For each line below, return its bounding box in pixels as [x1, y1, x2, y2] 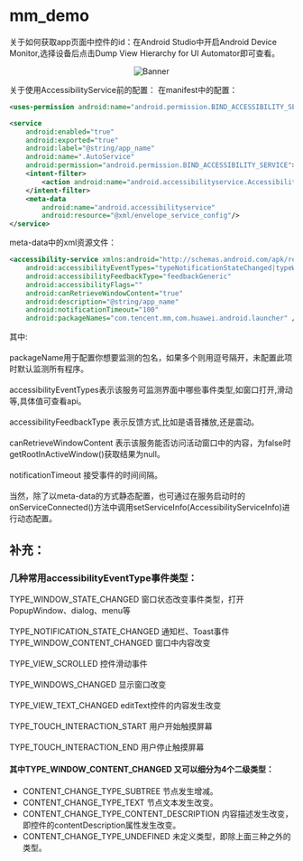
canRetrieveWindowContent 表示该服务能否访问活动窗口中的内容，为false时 [9, 437, 291, 448]
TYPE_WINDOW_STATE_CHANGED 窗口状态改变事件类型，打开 [9, 594, 244, 604]
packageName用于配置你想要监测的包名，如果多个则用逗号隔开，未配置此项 [9, 352, 293, 363]
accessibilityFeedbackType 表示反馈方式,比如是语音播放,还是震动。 [9, 416, 260, 427]
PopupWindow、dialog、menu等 [9, 604, 131, 615]
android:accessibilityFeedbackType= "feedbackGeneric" [25, 272, 232, 281]
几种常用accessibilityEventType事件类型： [9, 571, 197, 584]
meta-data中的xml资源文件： [9, 237, 117, 248]
